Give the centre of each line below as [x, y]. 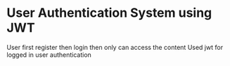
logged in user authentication [49, 55]
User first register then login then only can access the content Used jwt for [115, 47]
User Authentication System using [109, 13]
